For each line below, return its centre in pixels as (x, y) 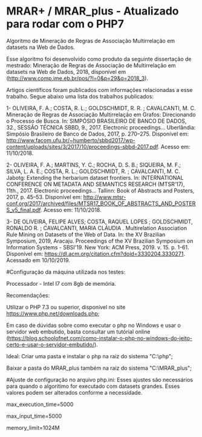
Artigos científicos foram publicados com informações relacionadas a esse (99, 90)
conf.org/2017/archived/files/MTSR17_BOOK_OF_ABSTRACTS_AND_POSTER (101, 203)
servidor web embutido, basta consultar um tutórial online (78, 332)
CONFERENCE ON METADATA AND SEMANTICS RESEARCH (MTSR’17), (96, 184)
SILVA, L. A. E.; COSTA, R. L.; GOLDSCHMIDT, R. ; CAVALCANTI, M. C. (93, 171)
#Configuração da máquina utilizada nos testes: (66, 272)
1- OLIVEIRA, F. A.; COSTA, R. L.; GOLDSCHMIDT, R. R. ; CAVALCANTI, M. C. (101, 108)
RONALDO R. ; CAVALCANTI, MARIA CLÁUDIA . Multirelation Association (97, 228)
